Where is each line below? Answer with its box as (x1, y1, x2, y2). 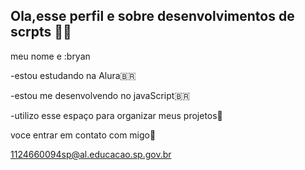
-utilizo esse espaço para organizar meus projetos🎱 (10, 109, 223, 121)
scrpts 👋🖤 (10, 24, 72, 41)
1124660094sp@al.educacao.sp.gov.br (10, 148, 172, 160)
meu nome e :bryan (10, 50, 91, 62)
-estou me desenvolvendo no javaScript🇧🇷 (10, 89, 191, 101)
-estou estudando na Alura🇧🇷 (10, 69, 137, 81)
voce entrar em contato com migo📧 (10, 129, 157, 141)
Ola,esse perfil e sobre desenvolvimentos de (10, 8, 295, 25)
